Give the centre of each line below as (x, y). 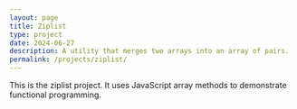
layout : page (34, 18)
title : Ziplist (38, 26)
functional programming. (56, 95)
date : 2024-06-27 (42, 43)
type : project (36, 34)
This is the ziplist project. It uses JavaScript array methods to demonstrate (148, 85)
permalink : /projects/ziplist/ (68, 59)
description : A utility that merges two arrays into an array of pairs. (149, 51)
